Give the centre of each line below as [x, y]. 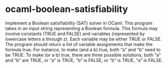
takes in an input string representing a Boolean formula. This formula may [81, 28]
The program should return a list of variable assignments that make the [79, 44]
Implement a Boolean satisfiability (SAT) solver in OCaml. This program [79, 23]
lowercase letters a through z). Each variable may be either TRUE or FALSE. [84, 39]
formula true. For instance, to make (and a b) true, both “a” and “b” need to [83, 49]
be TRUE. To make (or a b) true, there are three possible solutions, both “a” [83, 55]
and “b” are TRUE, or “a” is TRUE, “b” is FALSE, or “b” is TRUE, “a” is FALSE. [84, 60]
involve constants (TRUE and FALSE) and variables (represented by [75, 33]
